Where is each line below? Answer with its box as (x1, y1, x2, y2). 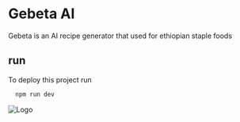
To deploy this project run (8, 74, 93, 84)
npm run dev (15, 90, 55, 98)
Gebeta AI (8, 5, 75, 23)
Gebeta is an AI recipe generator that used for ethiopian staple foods (8, 31, 232, 40)
